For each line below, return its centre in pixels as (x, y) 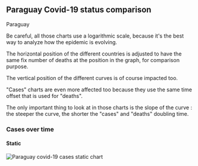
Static (14, 143)
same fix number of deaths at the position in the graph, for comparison (93, 60)
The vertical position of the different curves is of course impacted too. (92, 78)
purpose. (17, 66)
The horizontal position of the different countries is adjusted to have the (94, 54)
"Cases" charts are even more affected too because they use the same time (99, 90)
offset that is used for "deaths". (45, 96)
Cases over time (30, 129)
